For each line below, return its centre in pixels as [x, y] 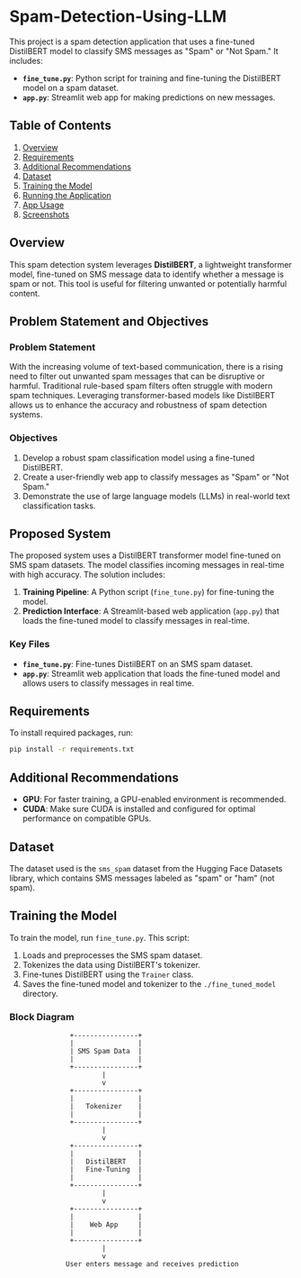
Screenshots [46, 215]
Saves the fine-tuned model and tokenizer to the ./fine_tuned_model [149, 983]
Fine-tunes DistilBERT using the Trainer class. [108, 974]
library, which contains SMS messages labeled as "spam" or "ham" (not [142, 878]
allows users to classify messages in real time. [108, 683]
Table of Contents [61, 126]
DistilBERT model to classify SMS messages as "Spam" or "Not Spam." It [144, 50]
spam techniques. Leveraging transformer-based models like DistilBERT [142, 396]
